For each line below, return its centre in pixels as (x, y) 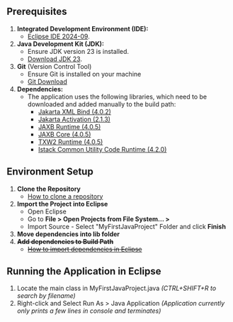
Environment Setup (50, 172)
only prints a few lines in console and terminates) (89, 311)
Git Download (47, 82)
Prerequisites (37, 12)
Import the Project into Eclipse (62, 204)
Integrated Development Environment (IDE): (83, 28)
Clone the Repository (49, 189)
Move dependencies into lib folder (68, 234)
